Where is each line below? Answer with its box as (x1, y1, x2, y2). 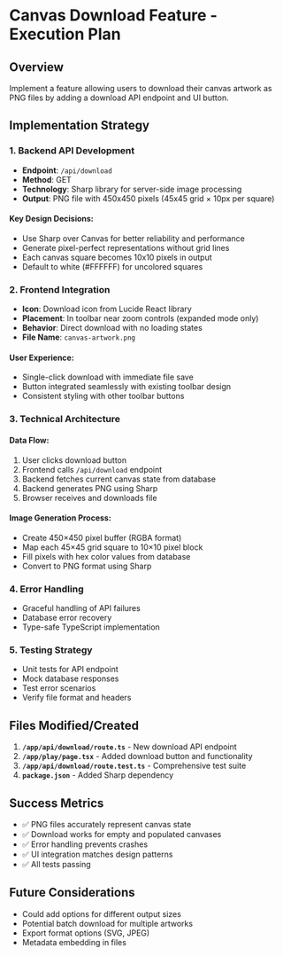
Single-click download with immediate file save (21, 372, 195, 382)
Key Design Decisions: (9, 214, 95, 224)
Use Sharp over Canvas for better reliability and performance (21, 232, 245, 244)
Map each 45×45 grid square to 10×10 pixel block (21, 542, 203, 552)
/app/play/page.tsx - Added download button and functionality (21, 751, 254, 762)
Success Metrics (9, 795, 104, 811)
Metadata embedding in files (21, 936, 126, 947)
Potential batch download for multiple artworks (21, 918, 193, 929)
